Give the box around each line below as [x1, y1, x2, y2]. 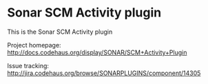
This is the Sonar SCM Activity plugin [7, 28, 113, 36]
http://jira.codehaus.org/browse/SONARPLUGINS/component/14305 [7, 69, 201, 77]
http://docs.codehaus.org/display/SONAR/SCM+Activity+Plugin [7, 48, 187, 56]
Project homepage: [7, 41, 61, 49]
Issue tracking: [7, 61, 50, 70]
